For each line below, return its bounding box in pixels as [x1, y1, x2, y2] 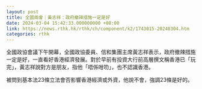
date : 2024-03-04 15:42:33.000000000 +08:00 [6, 20, 120, 26]
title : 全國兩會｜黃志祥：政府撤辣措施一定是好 [6, 14, 111, 20]
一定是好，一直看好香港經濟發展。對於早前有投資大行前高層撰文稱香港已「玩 [6, 56, 196, 63]
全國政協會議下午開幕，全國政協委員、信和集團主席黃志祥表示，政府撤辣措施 [6, 49, 196, 56]
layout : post [6, 8, 39, 15]
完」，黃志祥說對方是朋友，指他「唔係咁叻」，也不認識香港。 [6, 64, 154, 71]
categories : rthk [6, 31, 50, 37]
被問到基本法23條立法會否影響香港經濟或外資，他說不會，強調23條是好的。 [6, 76, 194, 84]
